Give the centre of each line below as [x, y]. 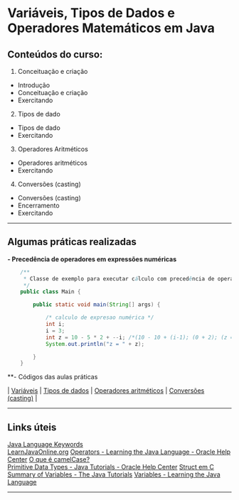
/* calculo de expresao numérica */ [100, 317]
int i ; [55, 325]
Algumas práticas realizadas [72, 242]
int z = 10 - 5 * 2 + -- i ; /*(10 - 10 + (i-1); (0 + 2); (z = [139, 337]
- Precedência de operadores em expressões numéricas [92, 259]
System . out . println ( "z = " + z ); [95, 344]
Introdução [34, 85]
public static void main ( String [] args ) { [97, 305]
